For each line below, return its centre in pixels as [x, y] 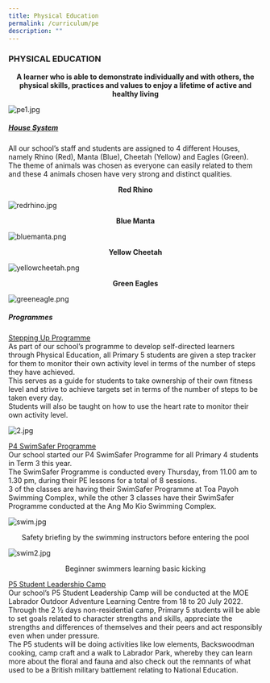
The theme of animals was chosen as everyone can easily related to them [131, 165]
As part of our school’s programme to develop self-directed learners [122, 346]
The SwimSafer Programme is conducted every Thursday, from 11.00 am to [133, 472]
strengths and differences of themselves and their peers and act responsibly [135, 627]
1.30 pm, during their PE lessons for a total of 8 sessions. [103, 480]
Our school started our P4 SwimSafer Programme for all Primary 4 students [134, 454]
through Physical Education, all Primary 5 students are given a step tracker [132, 355]
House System [33, 128]
